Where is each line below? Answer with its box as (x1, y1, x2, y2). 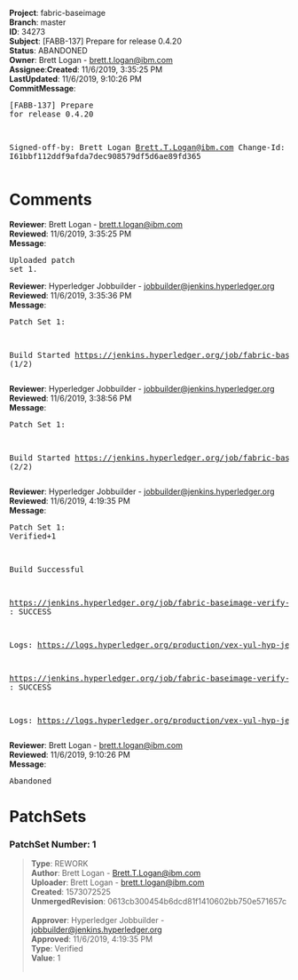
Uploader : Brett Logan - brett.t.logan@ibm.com (30, 877, 205, 888)
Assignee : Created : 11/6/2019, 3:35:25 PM (9, 64, 163, 75)
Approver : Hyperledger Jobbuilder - (30, 915, 165, 926)
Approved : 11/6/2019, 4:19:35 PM (30, 934, 153, 944)
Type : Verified (30, 944, 84, 954)
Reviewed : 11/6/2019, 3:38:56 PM (9, 393, 132, 403)
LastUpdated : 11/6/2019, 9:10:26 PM (9, 74, 142, 84)
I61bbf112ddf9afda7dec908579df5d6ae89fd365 (9, 151, 201, 161)
